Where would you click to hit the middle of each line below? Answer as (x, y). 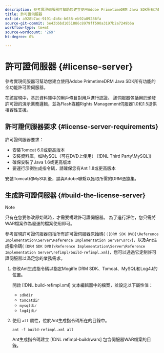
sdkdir (26, 295)
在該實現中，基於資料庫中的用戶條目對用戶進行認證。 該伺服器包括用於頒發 (81, 98)
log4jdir (28, 311)
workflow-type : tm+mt (27, 28)
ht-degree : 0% (20, 37)
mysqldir (28, 306)
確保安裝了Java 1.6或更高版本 (42, 162)
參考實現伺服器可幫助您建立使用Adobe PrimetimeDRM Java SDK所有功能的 (81, 81)
